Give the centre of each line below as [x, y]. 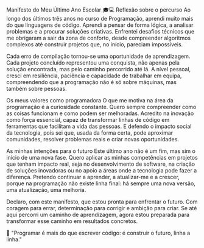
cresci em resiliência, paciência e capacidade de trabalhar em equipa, [94, 76]
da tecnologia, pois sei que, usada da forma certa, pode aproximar [90, 133]
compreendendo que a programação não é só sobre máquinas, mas [91, 82]
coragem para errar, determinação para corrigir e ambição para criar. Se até [102, 208]
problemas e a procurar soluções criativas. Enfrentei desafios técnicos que [100, 31]
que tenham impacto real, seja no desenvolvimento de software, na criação [101, 164]
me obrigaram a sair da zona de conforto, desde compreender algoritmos [98, 38]
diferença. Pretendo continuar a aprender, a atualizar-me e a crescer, [93, 177]
